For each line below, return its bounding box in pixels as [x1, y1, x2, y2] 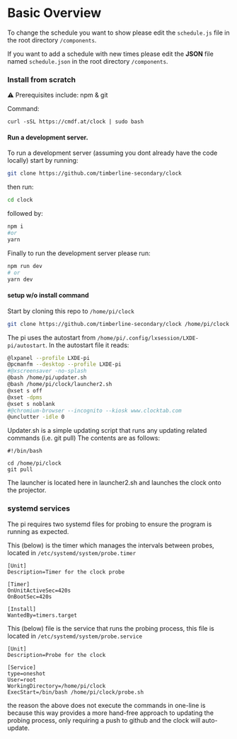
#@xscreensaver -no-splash [7, 368, 87, 375]
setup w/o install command [7, 291, 90, 300]
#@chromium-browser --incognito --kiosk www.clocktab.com [7, 407, 182, 414]
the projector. [7, 486, 47, 494]
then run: [7, 182, 34, 192]
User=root [7, 676, 37, 683]
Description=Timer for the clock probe [7, 568, 125, 576]
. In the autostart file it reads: [45, 341, 129, 349]
